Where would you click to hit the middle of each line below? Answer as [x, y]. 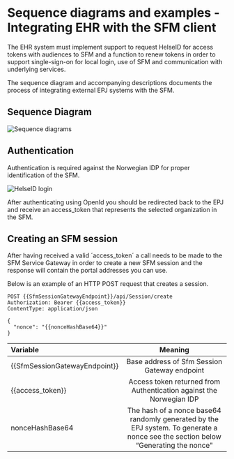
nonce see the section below [174, 437]
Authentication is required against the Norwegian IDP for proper [99, 167]
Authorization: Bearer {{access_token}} [67, 303]
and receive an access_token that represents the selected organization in [112, 209]
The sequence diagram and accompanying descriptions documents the [110, 82]
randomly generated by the [174, 419]
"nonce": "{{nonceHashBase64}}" [61, 327]
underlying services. [37, 69]
